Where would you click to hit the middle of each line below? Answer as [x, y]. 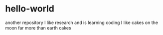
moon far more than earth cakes [38, 27]
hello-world [30, 9]
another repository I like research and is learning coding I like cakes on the [82, 22]
